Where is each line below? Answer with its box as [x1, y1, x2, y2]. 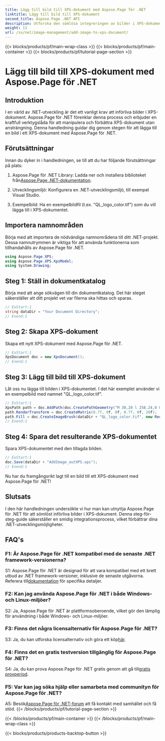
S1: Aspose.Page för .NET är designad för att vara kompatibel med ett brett [5, 568, 156, 574]
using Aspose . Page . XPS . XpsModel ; [5, 259, 74, 264]
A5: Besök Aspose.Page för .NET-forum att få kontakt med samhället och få [5, 701, 157, 707]
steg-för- [133, 511, 152, 517]
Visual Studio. [12, 192, 40, 198]
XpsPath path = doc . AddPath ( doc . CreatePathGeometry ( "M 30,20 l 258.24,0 [5, 405, 157, 410]
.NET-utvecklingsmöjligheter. [5, 521, 64, 527]
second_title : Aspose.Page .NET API [5, 16, 80, 21]
